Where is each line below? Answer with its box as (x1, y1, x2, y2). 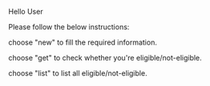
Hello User (8, 7, 43, 16)
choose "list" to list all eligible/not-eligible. (8, 68, 147, 78)
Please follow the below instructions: (8, 22, 130, 31)
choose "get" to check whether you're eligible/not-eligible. (8, 53, 202, 62)
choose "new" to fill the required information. (8, 37, 158, 47)
